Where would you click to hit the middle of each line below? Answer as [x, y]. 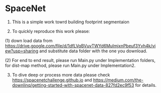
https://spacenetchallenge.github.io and [52, 80]
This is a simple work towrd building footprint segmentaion [71, 22]
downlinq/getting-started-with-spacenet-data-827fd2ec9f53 [73, 85]
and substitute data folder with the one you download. [93, 51]
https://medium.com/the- [118, 80]
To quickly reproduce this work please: [51, 31]
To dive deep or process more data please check [61, 75]
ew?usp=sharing [22, 51]
